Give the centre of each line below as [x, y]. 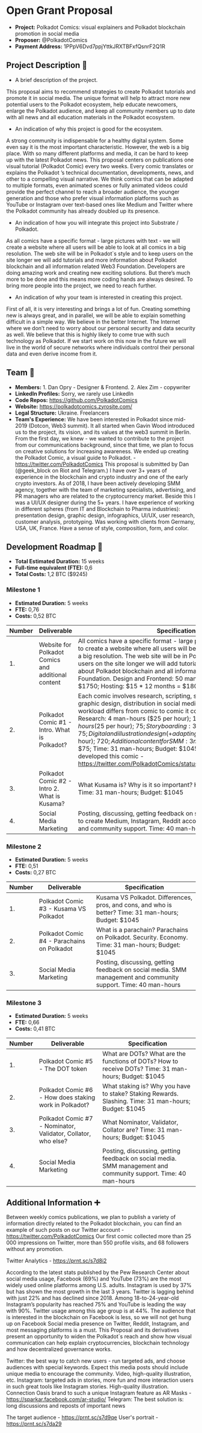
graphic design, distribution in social [129, 703]
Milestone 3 [24, 1003]
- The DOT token [63, 1069]
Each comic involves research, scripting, [135, 695]
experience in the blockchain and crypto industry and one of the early [101, 477]
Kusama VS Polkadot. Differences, [144, 897]
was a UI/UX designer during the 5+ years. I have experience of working [104, 502]
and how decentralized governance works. [59, 1349]
